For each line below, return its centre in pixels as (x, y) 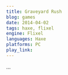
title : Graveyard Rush (34, 12)
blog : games (21, 17)
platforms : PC (24, 45)
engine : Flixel (25, 34)
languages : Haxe (26, 39)
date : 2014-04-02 (27, 22)
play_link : (20, 50)
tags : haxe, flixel (30, 28)
